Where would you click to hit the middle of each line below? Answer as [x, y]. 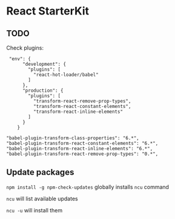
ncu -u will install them [35, 210]
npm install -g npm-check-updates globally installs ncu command [88, 187]
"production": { [43, 90]
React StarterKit [48, 11]
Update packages [40, 172]
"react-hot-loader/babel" [66, 75]
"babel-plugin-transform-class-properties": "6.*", [73, 138]
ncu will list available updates [42, 198]
